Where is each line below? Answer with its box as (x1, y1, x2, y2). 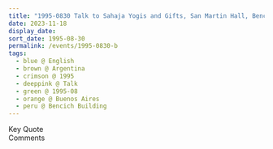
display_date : (8, 27, 57, 35)
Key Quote (8, 125, 44, 134)
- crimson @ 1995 (15, 72, 75, 80)
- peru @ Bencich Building (15, 102, 107, 110)
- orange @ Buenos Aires (15, 95, 100, 103)
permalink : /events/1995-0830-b (8, 42, 118, 50)
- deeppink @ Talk (15, 79, 79, 87)
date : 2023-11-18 (8, 19, 67, 28)
